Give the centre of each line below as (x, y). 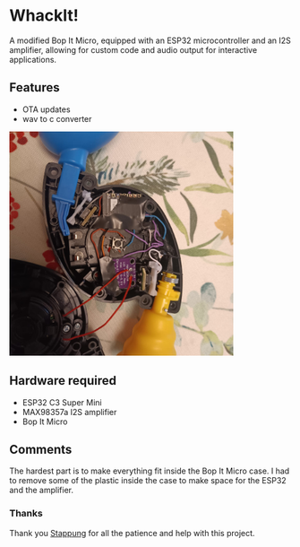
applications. (33, 59)
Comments (41, 449)
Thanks (26, 514)
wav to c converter (57, 118)
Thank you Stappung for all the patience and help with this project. (132, 533)
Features (34, 87)
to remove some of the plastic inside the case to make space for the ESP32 (148, 481)
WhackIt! (44, 16)
